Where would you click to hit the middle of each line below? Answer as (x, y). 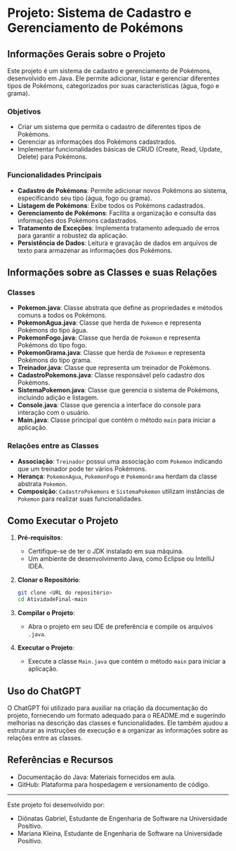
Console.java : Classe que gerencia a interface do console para (109, 405)
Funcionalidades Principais (54, 175)
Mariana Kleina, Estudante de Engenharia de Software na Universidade (120, 833)
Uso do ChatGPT (44, 691)
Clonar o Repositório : (49, 580)
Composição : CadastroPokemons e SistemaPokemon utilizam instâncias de (121, 491)
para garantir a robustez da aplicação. (73, 235)
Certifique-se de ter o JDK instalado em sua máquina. (106, 552)
